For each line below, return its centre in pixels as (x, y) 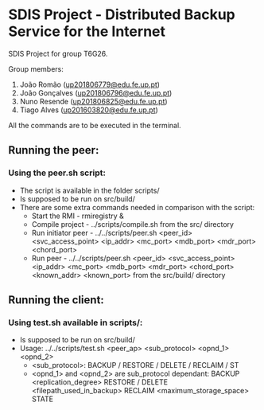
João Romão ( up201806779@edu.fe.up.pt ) (90, 84)
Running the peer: (54, 150)
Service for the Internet (87, 31)
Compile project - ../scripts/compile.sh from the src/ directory (133, 224)
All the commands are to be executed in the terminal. (95, 125)
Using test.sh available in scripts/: (76, 322)
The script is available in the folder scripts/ (89, 190)
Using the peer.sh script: (57, 173)
